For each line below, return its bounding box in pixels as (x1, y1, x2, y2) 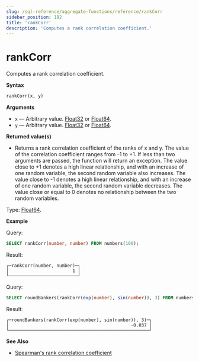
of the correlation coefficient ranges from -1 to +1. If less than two (14, 151, 175, 158)
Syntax (6, 82, 24, 89)
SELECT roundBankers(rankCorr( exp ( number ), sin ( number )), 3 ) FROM (6, 295, 174, 300)
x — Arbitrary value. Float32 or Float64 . (14, 115, 111, 122)
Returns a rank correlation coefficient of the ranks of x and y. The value (14, 144, 190, 151)
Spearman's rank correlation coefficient (14, 349, 113, 356)
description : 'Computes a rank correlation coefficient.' (6, 25, 152, 31)
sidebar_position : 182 (6, 14, 62, 20)
